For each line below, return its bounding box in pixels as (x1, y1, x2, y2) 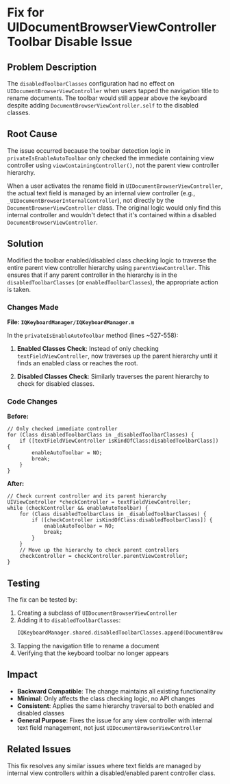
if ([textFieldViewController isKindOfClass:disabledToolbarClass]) (19, 437, 219, 445)
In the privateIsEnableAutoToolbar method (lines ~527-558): (7, 331, 179, 339)
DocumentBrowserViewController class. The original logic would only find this (7, 204, 221, 212)
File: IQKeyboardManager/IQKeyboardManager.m (7, 317, 135, 326)
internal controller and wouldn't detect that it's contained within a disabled (7, 210, 217, 219)
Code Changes (7, 396, 58, 406)
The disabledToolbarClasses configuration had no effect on (7, 79, 175, 87)
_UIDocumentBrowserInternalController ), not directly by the (7, 196, 175, 204)
